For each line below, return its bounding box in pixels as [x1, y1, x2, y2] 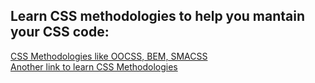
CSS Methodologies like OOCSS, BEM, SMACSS [10, 50, 208, 62]
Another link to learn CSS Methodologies [10, 60, 178, 73]
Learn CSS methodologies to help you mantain [10, 8, 305, 25]
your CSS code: [10, 24, 110, 41]
